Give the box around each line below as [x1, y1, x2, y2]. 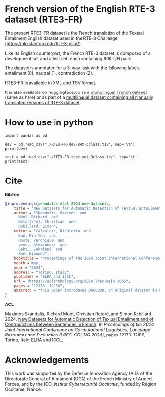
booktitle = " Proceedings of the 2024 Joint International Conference [14, 256, 162, 261]
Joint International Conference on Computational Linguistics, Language [5, 327, 151, 333]
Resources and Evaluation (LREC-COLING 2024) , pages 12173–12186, [5, 332, 146, 338]
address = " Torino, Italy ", [14, 270, 71, 275]
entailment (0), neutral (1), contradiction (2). [5, 70, 94, 76]
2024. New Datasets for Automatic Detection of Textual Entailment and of [5, 316, 154, 322]
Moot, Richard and [18, 215, 58, 220]
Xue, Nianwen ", [18, 251, 50, 256]
